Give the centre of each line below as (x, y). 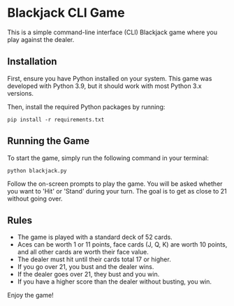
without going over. (35, 198)
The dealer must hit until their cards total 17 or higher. (94, 259)
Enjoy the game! (30, 296)
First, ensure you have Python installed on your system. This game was (110, 78)
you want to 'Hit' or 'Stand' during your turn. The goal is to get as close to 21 (117, 191)
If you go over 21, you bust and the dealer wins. (86, 267)
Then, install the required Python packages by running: (86, 107)
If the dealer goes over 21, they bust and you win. (88, 275)
